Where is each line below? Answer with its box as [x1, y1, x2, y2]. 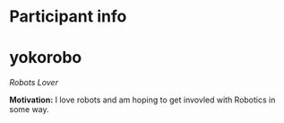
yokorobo [9, 48, 82, 68]
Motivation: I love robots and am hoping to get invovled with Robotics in [9, 94, 276, 105]
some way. [9, 104, 49, 115]
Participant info [9, 6, 127, 27]
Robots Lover [9, 77, 58, 88]
